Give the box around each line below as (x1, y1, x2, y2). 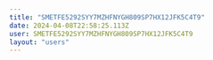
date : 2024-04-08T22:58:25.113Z (9, 21, 129, 30)
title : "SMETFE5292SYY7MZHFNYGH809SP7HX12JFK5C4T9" (9, 12, 205, 22)
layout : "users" (9, 37, 70, 47)
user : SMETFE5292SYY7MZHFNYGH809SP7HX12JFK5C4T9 (9, 29, 193, 38)
